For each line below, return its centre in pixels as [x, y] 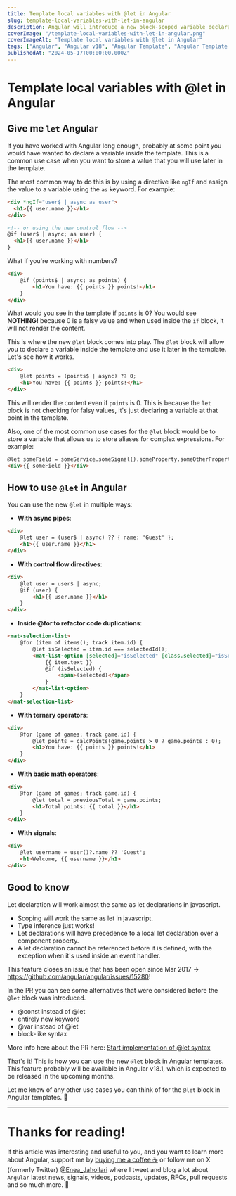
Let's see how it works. [41, 357]
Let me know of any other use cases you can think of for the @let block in [114, 1089]
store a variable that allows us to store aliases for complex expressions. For [116, 439]
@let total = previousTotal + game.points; [97, 800]
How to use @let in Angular [67, 488]
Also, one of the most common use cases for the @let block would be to [111, 431]
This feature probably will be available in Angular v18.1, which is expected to [117, 1068]
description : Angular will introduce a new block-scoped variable [106, 27]
